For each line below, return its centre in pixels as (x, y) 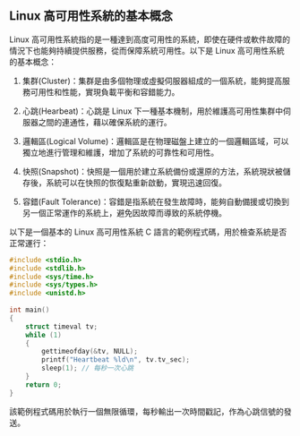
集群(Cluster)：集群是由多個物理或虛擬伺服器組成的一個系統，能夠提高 (152, 81)
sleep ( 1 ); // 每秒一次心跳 (88, 368)
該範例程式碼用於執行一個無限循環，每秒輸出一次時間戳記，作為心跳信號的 (146, 411)
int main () (30, 310)
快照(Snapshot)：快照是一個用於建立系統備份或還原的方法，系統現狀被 (153, 171)
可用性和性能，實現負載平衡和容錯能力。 (105, 91)
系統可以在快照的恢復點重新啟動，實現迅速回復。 (136, 183)
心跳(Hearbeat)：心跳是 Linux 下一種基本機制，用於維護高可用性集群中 (153, 111)
